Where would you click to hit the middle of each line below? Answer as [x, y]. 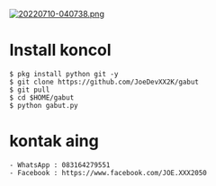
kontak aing [54, 142]
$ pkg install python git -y [64, 74]
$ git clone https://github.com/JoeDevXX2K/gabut [104, 82]
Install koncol [60, 50]
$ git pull [30, 90]
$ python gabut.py [44, 105]
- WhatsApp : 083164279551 [60, 165]
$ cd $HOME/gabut [42, 97]
